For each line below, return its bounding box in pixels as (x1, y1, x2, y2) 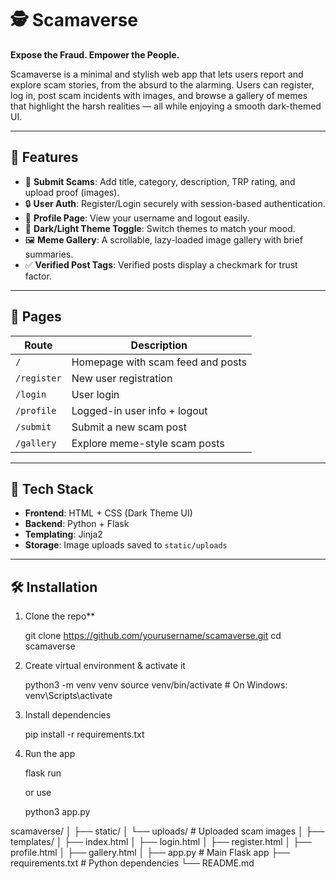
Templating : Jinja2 (24, 528, 103, 541)
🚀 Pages (10, 308, 62, 326)
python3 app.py (24, 806, 91, 818)
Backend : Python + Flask (24, 518, 130, 530)
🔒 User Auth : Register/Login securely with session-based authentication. (24, 197, 326, 209)
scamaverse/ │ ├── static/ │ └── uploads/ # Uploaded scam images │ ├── (10, 825, 325, 837)
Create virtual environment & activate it (24, 660, 186, 672)
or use (24, 787, 52, 799)
